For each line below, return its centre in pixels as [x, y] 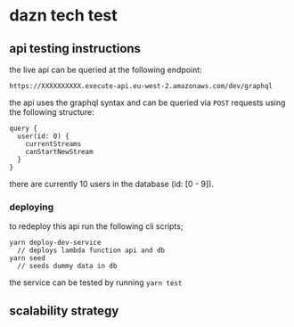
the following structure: [52, 112]
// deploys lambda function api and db [91, 250]
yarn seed [28, 258]
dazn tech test [63, 16]
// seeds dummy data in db [67, 266]
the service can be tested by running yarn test [96, 282]
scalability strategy [64, 311]
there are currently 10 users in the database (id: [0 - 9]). [111, 184]
